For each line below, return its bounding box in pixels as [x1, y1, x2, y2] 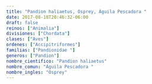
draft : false [6, 20, 38, 25]
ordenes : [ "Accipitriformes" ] [6, 42, 81, 48]
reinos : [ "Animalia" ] [6, 25, 60, 31]
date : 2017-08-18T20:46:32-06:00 [6, 14, 89, 20]
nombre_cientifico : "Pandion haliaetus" [6, 58, 108, 64]
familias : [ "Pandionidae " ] [6, 47, 76, 53]
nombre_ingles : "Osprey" [6, 69, 67, 75]
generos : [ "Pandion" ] [6, 53, 60, 59]
